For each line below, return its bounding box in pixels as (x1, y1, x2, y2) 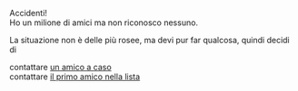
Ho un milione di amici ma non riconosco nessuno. (9, 17, 198, 28)
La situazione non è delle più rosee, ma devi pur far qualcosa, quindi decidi (9, 35, 291, 45)
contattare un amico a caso (9, 62, 112, 72)
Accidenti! (9, 8, 48, 18)
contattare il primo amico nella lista (9, 71, 141, 82)
